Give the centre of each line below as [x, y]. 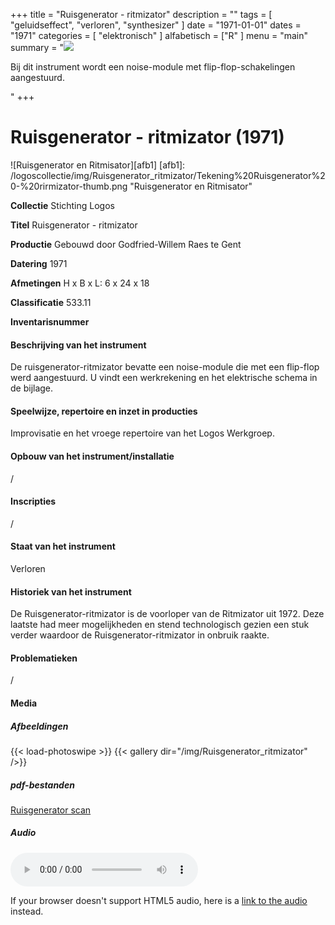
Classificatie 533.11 [51, 302]
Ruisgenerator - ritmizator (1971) [147, 137]
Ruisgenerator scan [51, 810]
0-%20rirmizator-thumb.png [69, 186]
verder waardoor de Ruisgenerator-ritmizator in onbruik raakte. [140, 635]
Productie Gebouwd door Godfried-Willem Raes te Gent [126, 244]
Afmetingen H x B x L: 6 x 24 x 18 [80, 283]
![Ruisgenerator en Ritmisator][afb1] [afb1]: [98, 165]
